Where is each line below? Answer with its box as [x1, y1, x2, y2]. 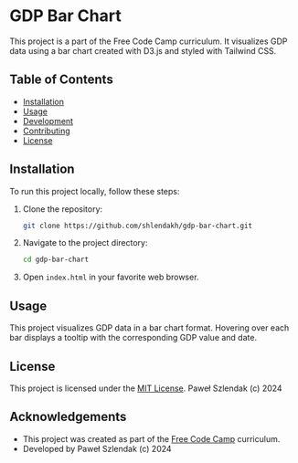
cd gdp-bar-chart [22, 255, 90, 265]
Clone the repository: [22, 203, 103, 215]
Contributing [22, 125, 70, 136]
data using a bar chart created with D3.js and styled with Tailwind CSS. [9, 45, 277, 56]
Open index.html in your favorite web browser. [22, 271, 199, 283]
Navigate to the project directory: [22, 237, 148, 248]
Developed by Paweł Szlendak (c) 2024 [22, 443, 172, 454]
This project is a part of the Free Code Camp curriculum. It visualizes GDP [9, 36, 288, 47]
